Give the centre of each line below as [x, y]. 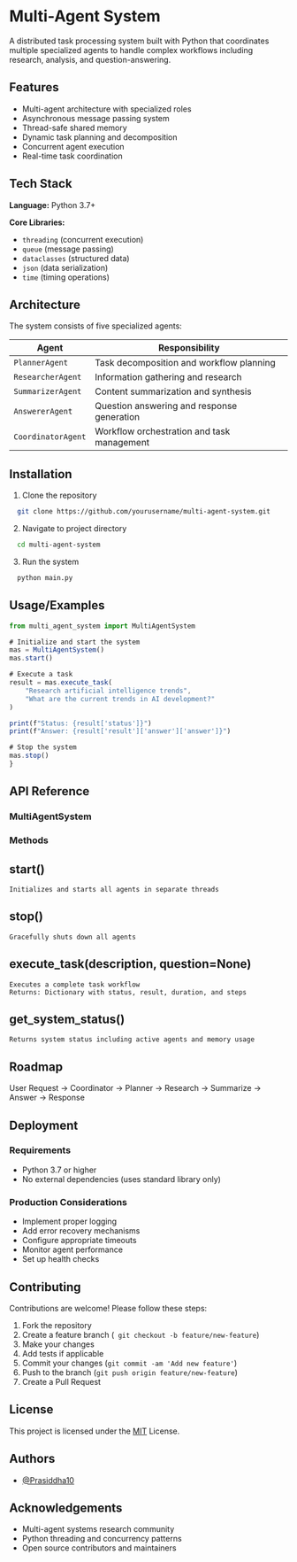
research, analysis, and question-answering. [90, 59]
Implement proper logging [69, 1222]
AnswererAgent [43, 412]
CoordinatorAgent [50, 437]
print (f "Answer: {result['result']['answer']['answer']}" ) [120, 731]
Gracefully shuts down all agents [73, 937]
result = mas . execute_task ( [61, 683]
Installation [41, 474]
